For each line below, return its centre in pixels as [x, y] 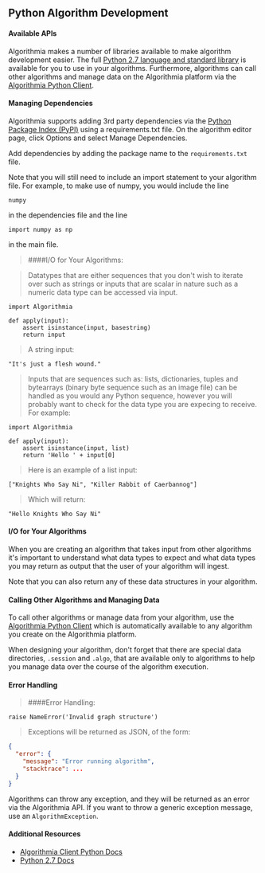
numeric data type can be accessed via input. [103, 292]
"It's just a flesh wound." [55, 364]
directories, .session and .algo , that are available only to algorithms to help [132, 658]
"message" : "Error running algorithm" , [89, 761]
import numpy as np [41, 229]
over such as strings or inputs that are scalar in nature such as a [133, 284]
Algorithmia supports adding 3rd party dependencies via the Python [120, 121]
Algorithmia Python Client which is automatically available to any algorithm [131, 626]
